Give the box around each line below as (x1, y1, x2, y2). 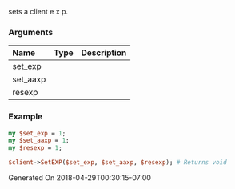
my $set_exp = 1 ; (8, 129, 66, 137)
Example (8, 111, 43, 123)
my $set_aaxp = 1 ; (8, 136, 70, 145)
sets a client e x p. (8, 7, 69, 16)
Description (81, 47, 127, 58)
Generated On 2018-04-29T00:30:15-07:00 (8, 173, 152, 183)
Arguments (8, 26, 54, 38)
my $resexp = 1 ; (8, 144, 62, 152)
